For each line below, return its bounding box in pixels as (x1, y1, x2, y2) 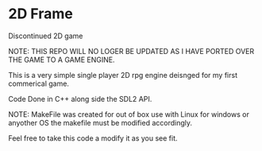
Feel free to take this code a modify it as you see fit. (8, 133, 178, 143)
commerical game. (8, 79, 70, 88)
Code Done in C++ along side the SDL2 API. (8, 94, 152, 103)
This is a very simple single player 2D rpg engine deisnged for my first (8, 70, 238, 79)
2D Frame (8, 5, 73, 23)
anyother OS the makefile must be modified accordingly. (8, 118, 193, 127)
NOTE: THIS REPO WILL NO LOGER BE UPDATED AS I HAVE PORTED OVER (8, 46, 255, 56)
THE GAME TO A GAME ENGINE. (8, 55, 115, 64)
